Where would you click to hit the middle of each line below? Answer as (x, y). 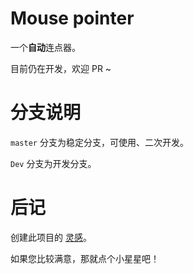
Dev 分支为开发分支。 (53, 163)
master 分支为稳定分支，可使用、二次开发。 (99, 142)
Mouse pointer (72, 18)
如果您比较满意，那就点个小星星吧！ (85, 258)
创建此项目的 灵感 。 (51, 237)
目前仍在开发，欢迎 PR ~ (61, 68)
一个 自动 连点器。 (45, 47)
